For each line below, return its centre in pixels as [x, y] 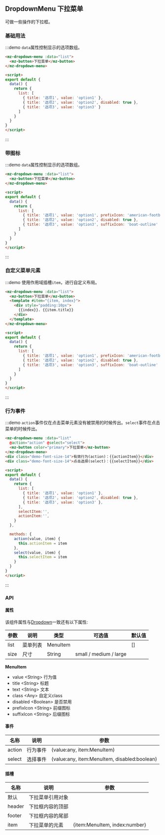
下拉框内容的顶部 [49, 807]
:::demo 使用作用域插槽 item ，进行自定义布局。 [52, 282]
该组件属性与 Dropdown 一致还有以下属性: [47, 622]
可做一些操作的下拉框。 [29, 22]
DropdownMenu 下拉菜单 [44, 9]
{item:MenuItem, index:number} [110, 825]
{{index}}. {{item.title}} [46, 310]
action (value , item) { [37, 539]
